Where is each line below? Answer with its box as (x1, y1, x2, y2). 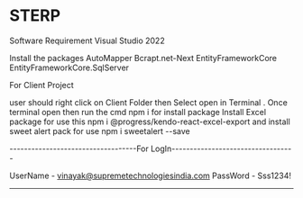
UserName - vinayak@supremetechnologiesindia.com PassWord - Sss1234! (9, 170, 291, 181)
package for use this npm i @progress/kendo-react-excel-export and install (9, 116, 290, 127)
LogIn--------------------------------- (150, 143, 292, 154)
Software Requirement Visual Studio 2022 (9, 35, 165, 46)
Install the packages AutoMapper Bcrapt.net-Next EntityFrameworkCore (9, 52, 278, 63)
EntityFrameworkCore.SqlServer (9, 62, 129, 73)
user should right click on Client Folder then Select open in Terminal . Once (9, 96, 289, 108)
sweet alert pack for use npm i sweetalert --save (9, 125, 191, 136)
